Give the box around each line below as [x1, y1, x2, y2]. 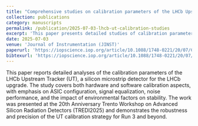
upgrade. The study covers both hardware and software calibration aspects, [6, 81, 192, 89]
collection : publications [6, 14, 70, 20]
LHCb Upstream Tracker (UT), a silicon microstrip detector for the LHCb [6, 75, 181, 82]
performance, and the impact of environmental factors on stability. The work [6, 94, 192, 101]
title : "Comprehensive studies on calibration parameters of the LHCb [6, 8, 183, 15]
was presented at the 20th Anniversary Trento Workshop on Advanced [6, 100, 178, 107]
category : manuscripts [6, 20, 62, 25]
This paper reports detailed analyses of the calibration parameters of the [6, 69, 183, 76]
